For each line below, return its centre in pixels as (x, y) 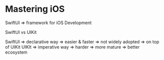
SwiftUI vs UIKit (21, 32)
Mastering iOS (35, 9)
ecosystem (16, 52)
